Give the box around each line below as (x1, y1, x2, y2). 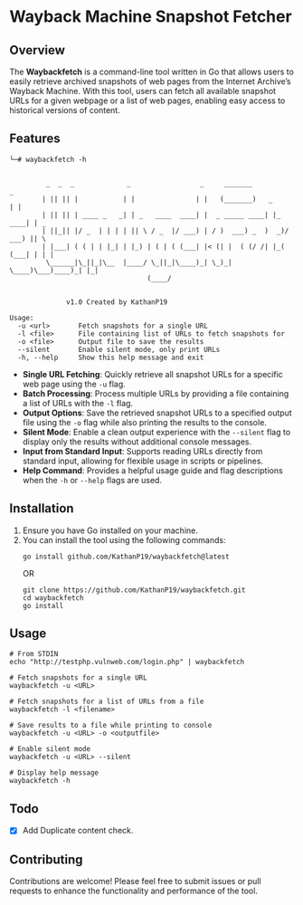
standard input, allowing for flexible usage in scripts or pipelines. (22, 455, 264, 466)
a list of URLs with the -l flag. (22, 397, 134, 408)
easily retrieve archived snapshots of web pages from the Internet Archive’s (9, 76, 291, 87)
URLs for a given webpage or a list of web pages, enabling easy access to (9, 95, 286, 106)
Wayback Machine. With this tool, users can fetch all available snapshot (9, 86, 277, 96)
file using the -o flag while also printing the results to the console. (22, 416, 267, 427)
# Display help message (9, 768, 99, 777)
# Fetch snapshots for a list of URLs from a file (9, 697, 204, 707)
